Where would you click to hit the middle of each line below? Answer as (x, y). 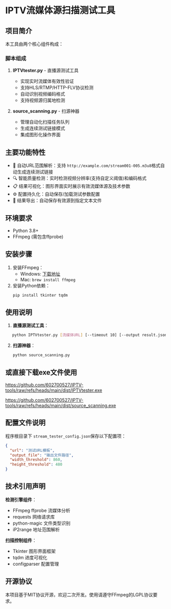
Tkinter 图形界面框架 (34, 551)
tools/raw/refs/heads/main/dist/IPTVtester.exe (54, 390)
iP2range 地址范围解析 (36, 529)
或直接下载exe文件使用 (41, 372)
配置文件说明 (25, 423)
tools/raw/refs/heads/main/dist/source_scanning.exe (61, 405)
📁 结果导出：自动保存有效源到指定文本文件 (57, 200)
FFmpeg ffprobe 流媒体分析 (41, 510)
